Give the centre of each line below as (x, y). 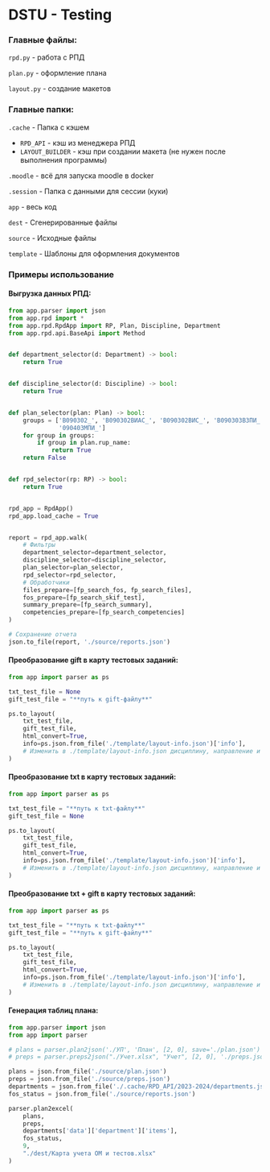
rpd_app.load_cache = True (53, 516)
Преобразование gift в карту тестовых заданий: (93, 660)
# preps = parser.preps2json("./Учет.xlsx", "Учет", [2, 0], (113, 1057)
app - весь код (33, 206)
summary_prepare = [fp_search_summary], (88, 605)
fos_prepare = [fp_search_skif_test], (84, 598)
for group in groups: (59, 435)
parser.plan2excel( (41, 1108)
